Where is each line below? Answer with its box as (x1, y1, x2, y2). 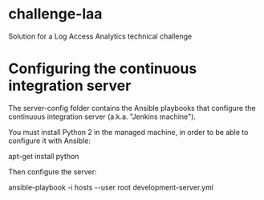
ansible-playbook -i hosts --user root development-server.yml (8, 182, 214, 192)
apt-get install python (8, 151, 79, 161)
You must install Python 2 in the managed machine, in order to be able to (8, 127, 249, 137)
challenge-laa (8, 5, 103, 23)
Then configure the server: (8, 166, 97, 177)
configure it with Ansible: (8, 136, 91, 145)
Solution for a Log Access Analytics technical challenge (8, 31, 193, 41)
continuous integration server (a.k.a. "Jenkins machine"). (8, 112, 197, 121)
